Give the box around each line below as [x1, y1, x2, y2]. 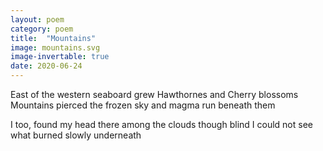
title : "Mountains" [10, 33, 97, 43]
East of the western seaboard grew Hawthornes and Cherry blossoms [10, 89, 299, 100]
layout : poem [10, 14, 65, 25]
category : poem [10, 24, 74, 34]
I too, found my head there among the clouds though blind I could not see [10, 119, 313, 130]
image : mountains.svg [10, 42, 101, 53]
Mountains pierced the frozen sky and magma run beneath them [10, 99, 276, 111]
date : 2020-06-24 [10, 61, 83, 71]
